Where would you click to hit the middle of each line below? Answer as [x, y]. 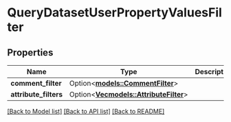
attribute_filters [37, 94]
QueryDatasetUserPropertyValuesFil [114, 13]
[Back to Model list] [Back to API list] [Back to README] [86, 111]
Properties [30, 52]
